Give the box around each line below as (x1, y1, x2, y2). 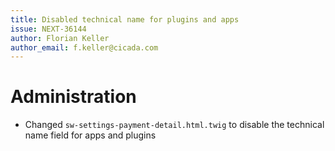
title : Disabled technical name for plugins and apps (10, 14, 240, 25)
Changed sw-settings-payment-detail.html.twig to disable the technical (24, 119, 325, 131)
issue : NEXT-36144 (10, 24, 87, 34)
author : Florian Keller (10, 33, 110, 43)
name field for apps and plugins (24, 129, 157, 141)
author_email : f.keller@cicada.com (10, 42, 159, 53)
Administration (10, 86, 137, 108)
